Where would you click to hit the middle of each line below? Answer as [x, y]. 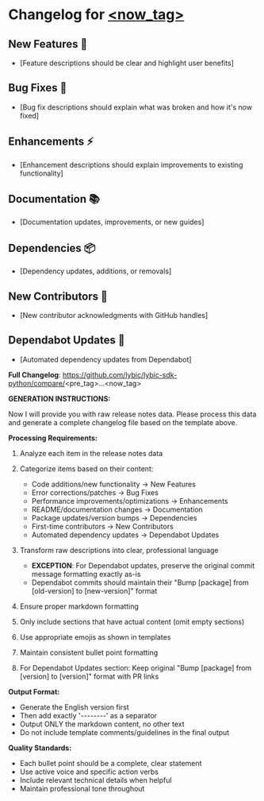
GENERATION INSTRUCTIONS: [59, 398]
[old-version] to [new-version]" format [94, 590]
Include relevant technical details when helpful [96, 780]
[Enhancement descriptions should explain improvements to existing [131, 164]
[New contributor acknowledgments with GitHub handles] [114, 315]
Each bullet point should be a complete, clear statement [111, 763]
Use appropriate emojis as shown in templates [95, 637]
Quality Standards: [40, 748]
